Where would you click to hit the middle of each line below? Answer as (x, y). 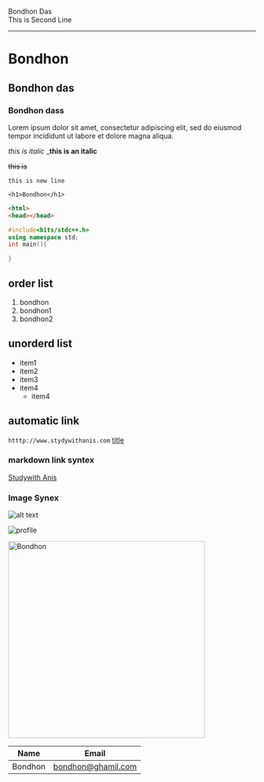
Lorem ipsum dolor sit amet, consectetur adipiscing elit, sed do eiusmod (125, 127)
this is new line (37, 180)
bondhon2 (36, 319)
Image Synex (33, 498)
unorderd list (40, 344)
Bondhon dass (36, 110)
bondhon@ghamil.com (95, 767)
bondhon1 (35, 310)
